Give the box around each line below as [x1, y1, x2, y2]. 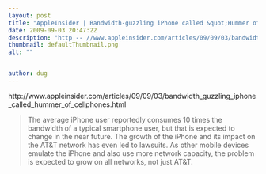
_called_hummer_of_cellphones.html [8, 100, 127, 109]
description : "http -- [8, 33, 83, 42]
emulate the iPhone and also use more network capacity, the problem [27, 148, 255, 158]
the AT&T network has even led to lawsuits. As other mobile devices [27, 140, 249, 149]
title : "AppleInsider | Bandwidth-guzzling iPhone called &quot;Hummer [8, 19, 249, 27]
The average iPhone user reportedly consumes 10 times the [27, 115, 223, 124]
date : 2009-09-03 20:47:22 [8, 26, 97, 34]
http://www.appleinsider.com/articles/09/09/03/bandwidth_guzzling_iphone [8, 91, 256, 100]
